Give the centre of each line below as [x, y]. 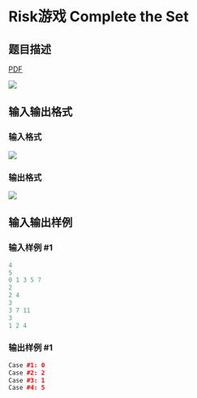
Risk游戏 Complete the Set [98, 17]
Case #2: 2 [27, 373]
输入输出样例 [41, 223]
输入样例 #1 [30, 248]
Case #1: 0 [27, 365]
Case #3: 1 [27, 380]
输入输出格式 [41, 112]
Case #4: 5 [27, 388]
